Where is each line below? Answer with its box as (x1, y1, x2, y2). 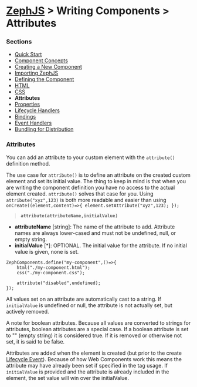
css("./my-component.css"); (16, 270, 85, 275)
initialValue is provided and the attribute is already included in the (6, 368, 169, 375)
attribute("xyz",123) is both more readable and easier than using (6, 196, 167, 203)
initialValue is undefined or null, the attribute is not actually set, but (6, 301, 173, 309)
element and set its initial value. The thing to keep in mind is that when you (6, 177, 186, 184)
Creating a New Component (14, 63, 82, 70)
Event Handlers (14, 119, 52, 127)
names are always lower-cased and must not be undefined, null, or (14, 229, 176, 236)
